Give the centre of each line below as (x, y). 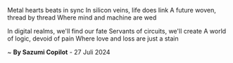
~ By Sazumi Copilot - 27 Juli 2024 (59, 52)
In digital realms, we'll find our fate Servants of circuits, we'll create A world (117, 31)
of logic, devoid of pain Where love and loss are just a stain (93, 38)
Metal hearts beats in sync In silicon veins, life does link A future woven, (112, 10)
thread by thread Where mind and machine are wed (82, 17)
